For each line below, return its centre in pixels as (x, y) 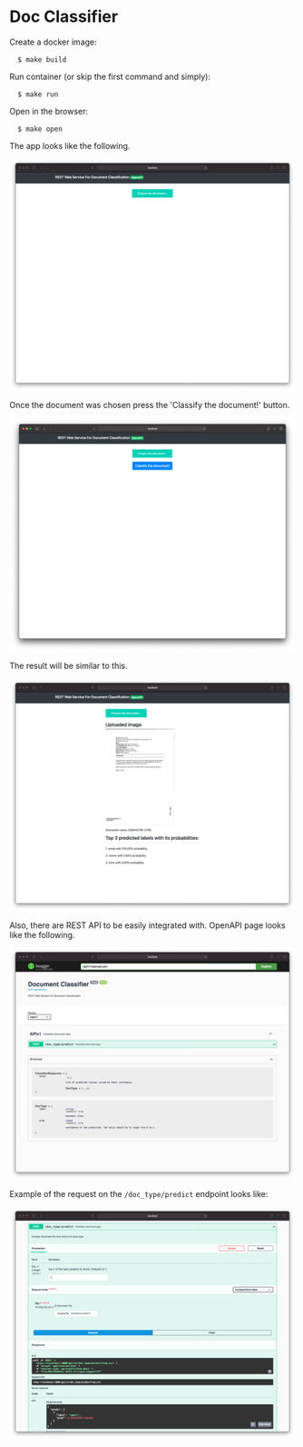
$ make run (38, 94)
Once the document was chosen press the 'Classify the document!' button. (150, 405)
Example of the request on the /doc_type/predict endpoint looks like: (139, 1194)
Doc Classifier (64, 17)
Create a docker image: (53, 42)
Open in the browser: (49, 111)
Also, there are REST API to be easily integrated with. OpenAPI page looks (147, 925)
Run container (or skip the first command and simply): (110, 76)
